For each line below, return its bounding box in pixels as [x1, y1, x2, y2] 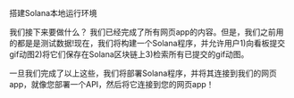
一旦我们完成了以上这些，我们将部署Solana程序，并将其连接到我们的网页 [9, 68, 277, 78]
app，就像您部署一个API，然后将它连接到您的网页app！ [9, 79, 214, 89]
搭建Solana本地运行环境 [9, 8, 97, 18]
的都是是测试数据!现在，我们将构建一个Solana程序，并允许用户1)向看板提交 [9, 38, 286, 48]
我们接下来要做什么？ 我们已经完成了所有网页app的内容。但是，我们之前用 [9, 27, 284, 37]
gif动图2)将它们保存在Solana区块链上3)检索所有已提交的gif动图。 [9, 49, 249, 60]
